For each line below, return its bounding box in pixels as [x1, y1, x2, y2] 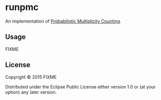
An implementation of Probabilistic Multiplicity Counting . [5, 18, 121, 24]
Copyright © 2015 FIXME [5, 74, 57, 80]
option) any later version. [5, 89, 57, 95]
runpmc [5, 2, 39, 13]
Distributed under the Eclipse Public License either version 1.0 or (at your [5, 83, 156, 89]
